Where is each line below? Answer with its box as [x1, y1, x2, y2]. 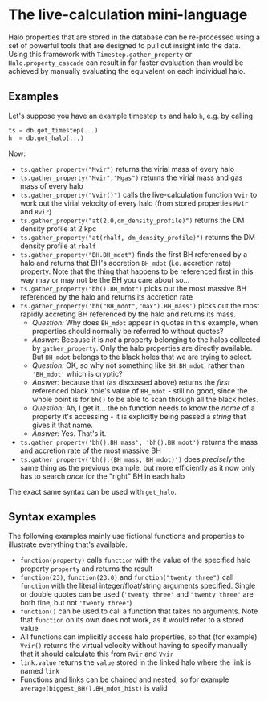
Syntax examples [8, 510, 97, 524]
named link [19, 666, 60, 676]
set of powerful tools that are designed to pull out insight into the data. [8, 40, 241, 50]
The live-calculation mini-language [8, 6, 248, 24]
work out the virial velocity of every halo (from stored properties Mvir [19, 198, 249, 208]
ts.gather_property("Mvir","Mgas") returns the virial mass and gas [19, 173, 243, 182]
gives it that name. [31, 420, 94, 430]
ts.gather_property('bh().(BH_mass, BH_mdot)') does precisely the [19, 454, 246, 463]
